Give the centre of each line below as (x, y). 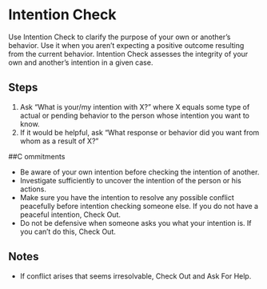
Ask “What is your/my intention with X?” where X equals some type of (135, 106)
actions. (33, 189)
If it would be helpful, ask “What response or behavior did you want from (139, 132)
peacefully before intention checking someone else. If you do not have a (139, 206)
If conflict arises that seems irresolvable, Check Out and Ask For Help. (135, 276)
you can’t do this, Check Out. (68, 231)
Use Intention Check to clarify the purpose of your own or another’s (120, 37)
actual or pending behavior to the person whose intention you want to (135, 115)
